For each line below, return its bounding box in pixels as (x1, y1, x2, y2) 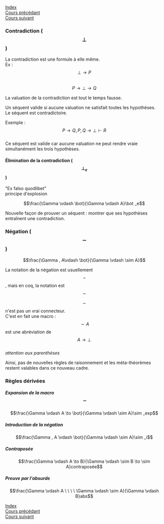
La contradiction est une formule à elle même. (5, 56, 100, 62)
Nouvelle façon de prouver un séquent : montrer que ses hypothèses (5, 210, 148, 216)
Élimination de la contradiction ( (5, 157, 73, 163)
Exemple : (5, 120, 26, 126)
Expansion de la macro (5, 390, 54, 396)
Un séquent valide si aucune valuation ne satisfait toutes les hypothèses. (5, 105, 155, 111)
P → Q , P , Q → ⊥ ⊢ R (62, 127, 107, 133)
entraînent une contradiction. (5, 216, 65, 222)
